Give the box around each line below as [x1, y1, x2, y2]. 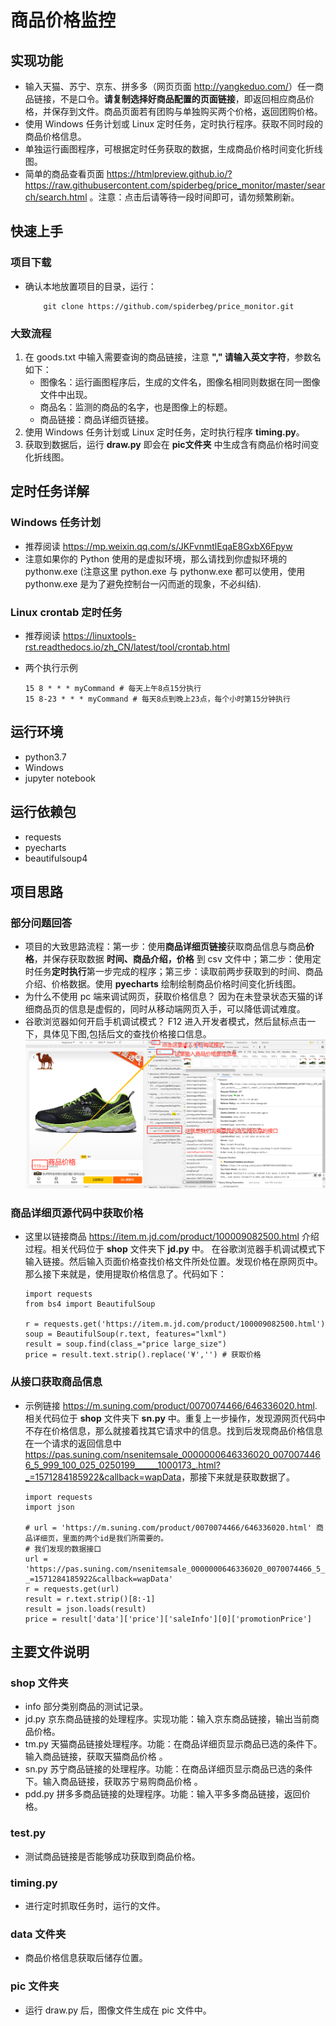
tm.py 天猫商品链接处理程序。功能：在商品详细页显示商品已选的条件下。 [24, 1738, 323, 1750]
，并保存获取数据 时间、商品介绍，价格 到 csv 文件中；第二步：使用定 [33, 953, 322, 965]
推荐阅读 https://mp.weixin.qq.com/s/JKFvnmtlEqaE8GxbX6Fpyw [24, 540, 293, 552]
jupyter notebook [24, 772, 96, 784]
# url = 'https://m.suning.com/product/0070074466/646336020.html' [24, 1522, 312, 1533]
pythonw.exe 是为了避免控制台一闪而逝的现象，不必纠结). [24, 577, 262, 590]
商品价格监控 [10, 9, 117, 32]
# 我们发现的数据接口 [24, 1544, 102, 1554]
